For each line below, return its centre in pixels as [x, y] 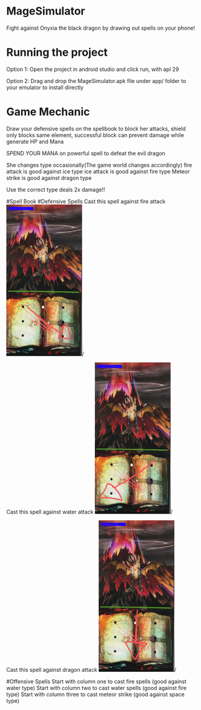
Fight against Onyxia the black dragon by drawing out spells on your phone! [101, 28]
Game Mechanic [48, 112]
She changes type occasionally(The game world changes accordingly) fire [99, 165]
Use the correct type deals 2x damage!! [56, 190]
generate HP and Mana [35, 141]
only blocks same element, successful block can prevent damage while [95, 135]
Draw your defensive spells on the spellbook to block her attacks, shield [96, 128]
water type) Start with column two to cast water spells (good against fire [96, 688]
